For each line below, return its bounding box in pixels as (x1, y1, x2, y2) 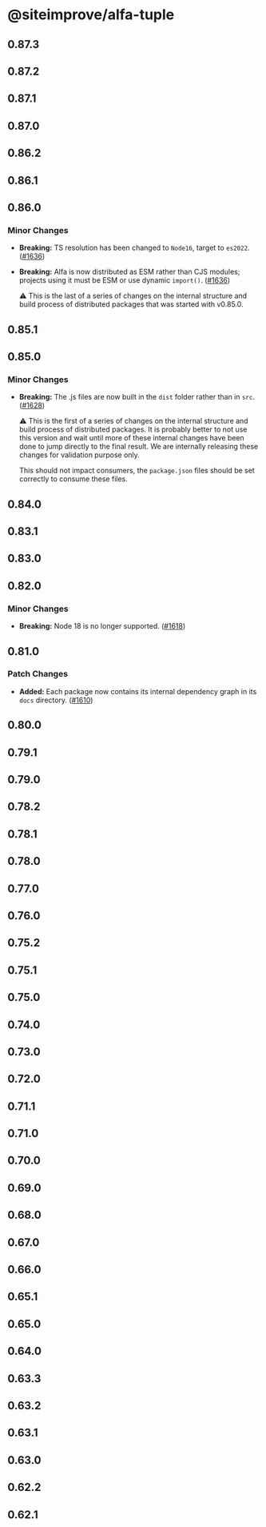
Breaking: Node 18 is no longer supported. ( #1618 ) (18, 621, 186, 631)
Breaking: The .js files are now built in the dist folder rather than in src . (18, 392, 255, 402)
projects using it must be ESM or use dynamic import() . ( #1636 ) (18, 275, 231, 285)
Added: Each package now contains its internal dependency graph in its (18, 686, 257, 696)
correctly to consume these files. (18, 474, 129, 484)
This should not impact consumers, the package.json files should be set (18, 466, 255, 476)
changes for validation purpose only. (18, 450, 141, 460)
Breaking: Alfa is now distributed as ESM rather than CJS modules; (18, 267, 240, 277)
